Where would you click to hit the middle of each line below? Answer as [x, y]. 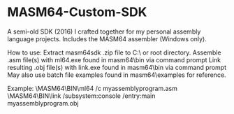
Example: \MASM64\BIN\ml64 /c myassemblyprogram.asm [93, 88]
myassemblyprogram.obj [43, 103]
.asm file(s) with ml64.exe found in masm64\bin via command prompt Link [114, 59]
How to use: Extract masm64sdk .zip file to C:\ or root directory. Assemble [114, 52]
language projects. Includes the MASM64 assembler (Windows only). [107, 38]
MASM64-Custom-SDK [77, 12]
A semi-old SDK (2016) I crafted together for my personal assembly [104, 31]
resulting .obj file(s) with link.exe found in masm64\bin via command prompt [117, 67]
